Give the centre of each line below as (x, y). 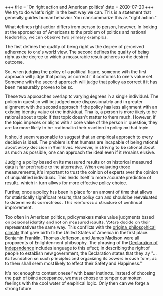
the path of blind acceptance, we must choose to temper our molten (73, 278)
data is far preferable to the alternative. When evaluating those (68, 167)
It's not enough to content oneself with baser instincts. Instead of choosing (80, 273)
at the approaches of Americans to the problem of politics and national (76, 32)
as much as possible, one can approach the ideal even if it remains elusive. (80, 152)
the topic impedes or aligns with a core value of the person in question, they (81, 122)
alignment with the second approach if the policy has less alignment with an (81, 107)
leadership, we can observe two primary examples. (56, 37)
